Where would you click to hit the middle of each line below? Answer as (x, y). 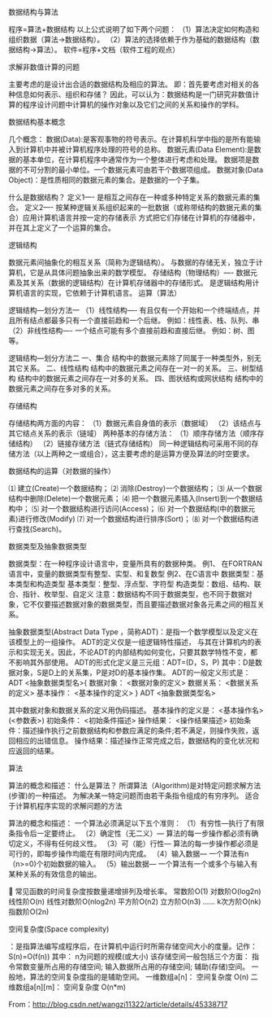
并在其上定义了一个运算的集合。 (62, 228)
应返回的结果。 (33, 751)
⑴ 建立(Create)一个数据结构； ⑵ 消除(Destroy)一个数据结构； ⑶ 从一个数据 (135, 488)
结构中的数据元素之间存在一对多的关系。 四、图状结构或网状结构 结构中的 (140, 378)
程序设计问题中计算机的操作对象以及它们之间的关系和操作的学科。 (133, 105)
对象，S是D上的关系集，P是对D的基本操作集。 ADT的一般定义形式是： (133, 673)
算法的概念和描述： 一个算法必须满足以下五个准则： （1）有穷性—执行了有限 (136, 823)
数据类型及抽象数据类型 (47, 546)
